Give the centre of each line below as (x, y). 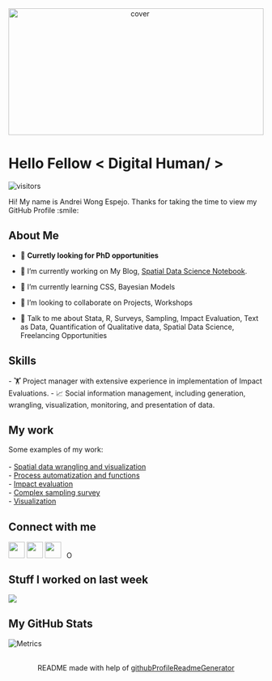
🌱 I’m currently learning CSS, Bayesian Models (98, 286)
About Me (34, 236)
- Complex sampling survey (54, 493)
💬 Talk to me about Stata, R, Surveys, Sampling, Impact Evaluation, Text (139, 318)
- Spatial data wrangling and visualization (77, 467)
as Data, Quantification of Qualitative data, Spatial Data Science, (127, 327)
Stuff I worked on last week (78, 579)
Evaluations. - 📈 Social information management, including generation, (127, 393)
